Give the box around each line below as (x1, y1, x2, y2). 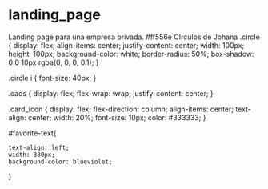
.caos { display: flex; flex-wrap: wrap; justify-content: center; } (8, 88, 214, 98)
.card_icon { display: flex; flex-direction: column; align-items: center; (8, 104, 234, 114)
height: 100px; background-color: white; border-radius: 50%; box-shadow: (8, 49, 254, 58)
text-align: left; (8, 143, 70, 151)
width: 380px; (8, 151, 56, 159)
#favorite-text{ (8, 128, 58, 138)
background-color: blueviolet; (8, 158, 113, 166)
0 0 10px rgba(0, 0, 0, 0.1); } (8, 58, 99, 67)
